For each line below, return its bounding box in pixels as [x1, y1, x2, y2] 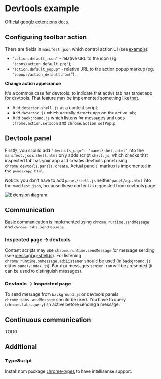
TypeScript [5, 358, 32, 364]
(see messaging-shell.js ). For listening [5, 252, 81, 258]
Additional [5, 343, 37, 351]
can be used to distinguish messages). [5, 268, 82, 274]
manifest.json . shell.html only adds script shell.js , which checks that [5, 152, 148, 158]
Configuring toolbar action [5, 33, 87, 41]
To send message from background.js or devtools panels [5, 291, 119, 297]
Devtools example [5, 3, 79, 14]
